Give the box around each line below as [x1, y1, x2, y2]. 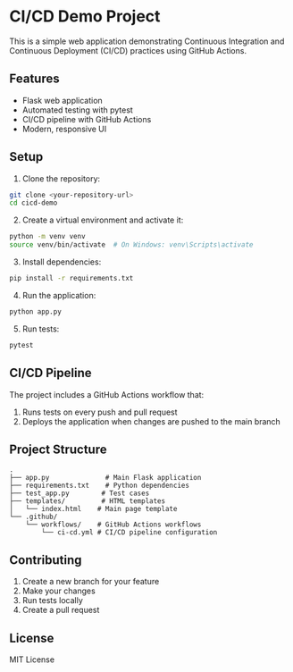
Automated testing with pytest [21, 105, 134, 115]
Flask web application [21, 95, 103, 105]
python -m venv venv [9, 232, 87, 241]
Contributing [9, 552, 82, 567]
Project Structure [9, 441, 107, 457]
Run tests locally [21, 595, 83, 606]
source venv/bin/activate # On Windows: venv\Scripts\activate [9, 240, 254, 249]
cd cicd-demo [9, 198, 58, 207]
